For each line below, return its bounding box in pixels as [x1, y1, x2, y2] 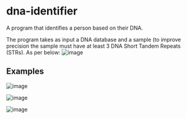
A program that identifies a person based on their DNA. [6, 24, 144, 31]
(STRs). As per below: [6, 48, 61, 56]
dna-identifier [6, 4, 78, 18]
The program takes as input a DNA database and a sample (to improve [6, 36, 182, 43]
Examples [6, 66, 44, 77]
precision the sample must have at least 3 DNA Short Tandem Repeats [6, 42, 181, 50]
